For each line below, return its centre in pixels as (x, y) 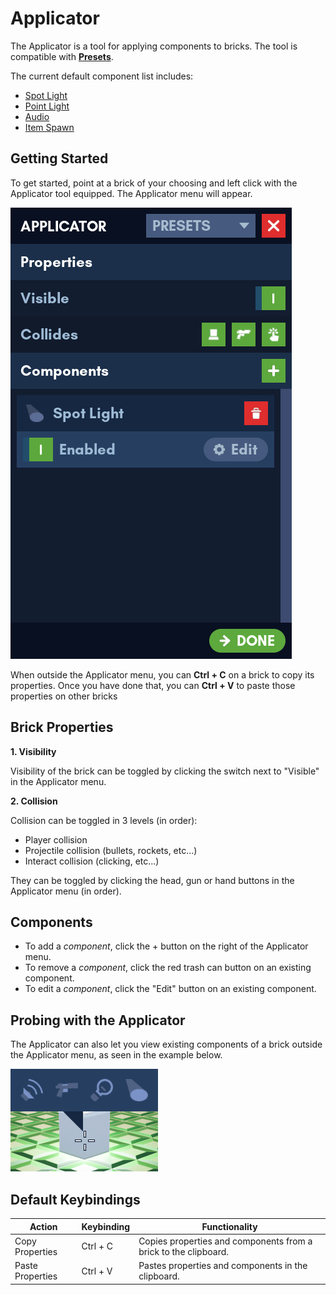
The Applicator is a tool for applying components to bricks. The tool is (154, 46)
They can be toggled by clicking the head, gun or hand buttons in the (152, 880)
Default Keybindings (75, 1199)
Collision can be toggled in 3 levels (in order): (104, 820)
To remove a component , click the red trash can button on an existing (168, 968)
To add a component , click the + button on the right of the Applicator (166, 946)
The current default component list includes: (102, 76)
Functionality (229, 1226)
